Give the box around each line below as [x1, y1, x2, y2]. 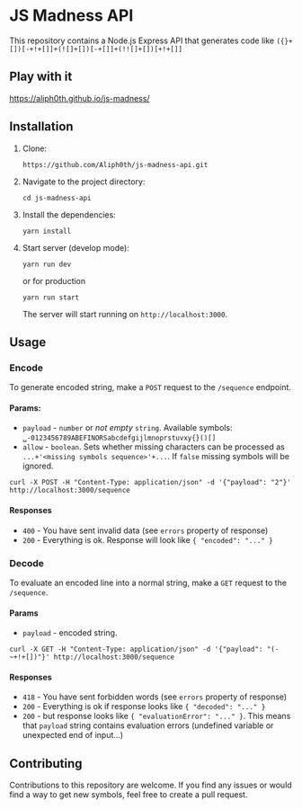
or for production [22, 275, 86, 286]
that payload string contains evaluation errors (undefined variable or [22, 720, 274, 731]
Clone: [22, 143, 48, 154]
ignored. [22, 460, 54, 472]
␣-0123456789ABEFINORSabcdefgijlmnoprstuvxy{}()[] [22, 433, 217, 443]
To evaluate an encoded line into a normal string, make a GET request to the [9, 577, 288, 588]
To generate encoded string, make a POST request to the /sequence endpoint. [9, 382, 292, 393]
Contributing [9, 756, 83, 771]
